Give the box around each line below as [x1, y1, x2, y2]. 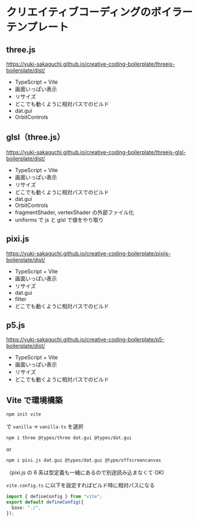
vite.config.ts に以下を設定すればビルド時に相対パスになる [6, 481, 155, 489]
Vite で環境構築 [6, 395, 63, 405]
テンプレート [6, 20, 69, 34]
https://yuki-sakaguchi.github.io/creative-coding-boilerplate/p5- [6, 336, 165, 343]
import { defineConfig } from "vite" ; [6, 493, 103, 499]
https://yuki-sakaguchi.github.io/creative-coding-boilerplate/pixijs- [6, 249, 171, 257]
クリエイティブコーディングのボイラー [6, 5, 193, 19]
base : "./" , [11, 505, 42, 511]
